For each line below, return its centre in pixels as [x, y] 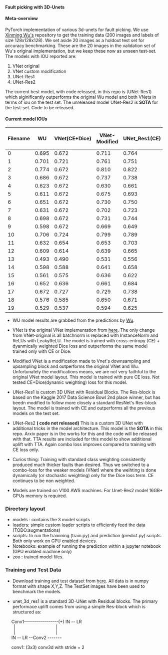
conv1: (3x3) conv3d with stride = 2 [48, 647]
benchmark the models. [37, 591]
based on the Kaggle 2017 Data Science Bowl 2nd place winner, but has [86, 397]
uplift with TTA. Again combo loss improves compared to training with [84, 444]
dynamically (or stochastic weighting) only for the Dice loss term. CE [83, 475]
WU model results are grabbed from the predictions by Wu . [73, 320]
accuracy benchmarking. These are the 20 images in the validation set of [80, 46]
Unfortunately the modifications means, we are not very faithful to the [84, 372]
